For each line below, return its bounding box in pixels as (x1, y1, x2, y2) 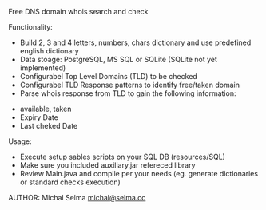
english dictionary (19, 46, 80, 55)
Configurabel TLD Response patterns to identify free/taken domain (19, 80, 240, 89)
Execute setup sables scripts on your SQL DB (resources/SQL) (19, 152, 226, 161)
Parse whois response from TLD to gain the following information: (19, 89, 236, 98)
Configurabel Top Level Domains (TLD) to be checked (19, 72, 197, 81)
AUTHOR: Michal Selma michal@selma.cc (8, 193, 146, 202)
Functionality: (8, 22, 54, 31)
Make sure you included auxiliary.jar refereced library (19, 160, 196, 170)
